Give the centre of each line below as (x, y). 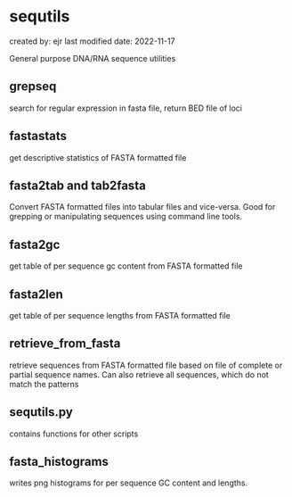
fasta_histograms (59, 462)
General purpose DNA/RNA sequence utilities (93, 58)
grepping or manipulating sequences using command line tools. (126, 217)
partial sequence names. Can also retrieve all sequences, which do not (139, 374)
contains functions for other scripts (74, 434)
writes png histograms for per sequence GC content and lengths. (129, 483)
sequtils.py (41, 412)
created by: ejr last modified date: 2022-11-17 (92, 41)
